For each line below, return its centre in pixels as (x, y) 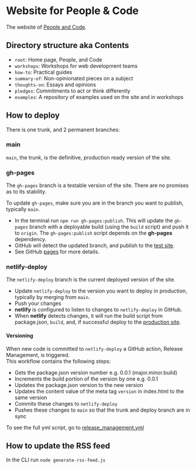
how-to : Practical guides (43, 72)
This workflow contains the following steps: (59, 361)
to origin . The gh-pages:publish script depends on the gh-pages (93, 233)
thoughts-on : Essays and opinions (55, 84)
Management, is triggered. (38, 355)
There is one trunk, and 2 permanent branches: (63, 130)
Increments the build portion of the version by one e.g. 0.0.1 (86, 379)
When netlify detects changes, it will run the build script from (89, 316)
